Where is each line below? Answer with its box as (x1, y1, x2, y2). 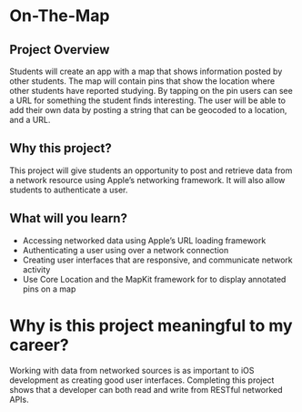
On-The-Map (9, 5, 110, 26)
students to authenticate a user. (9, 184, 128, 195)
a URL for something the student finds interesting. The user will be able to (9, 95, 287, 106)
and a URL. (9, 115, 51, 125)
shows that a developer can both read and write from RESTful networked (9, 384, 284, 395)
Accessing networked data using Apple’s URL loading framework (22, 234, 267, 246)
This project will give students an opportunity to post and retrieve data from (9, 165, 293, 176)
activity (22, 263, 51, 274)
